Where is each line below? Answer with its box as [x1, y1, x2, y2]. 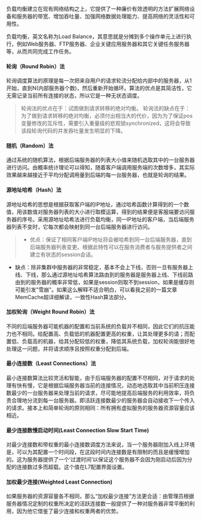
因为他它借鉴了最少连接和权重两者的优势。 [16, 507, 121, 515]
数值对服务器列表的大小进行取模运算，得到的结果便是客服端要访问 [26, 208, 190, 215]
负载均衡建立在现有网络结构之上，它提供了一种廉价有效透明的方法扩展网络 [6, 5, 190, 12]
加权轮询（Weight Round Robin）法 [6, 308, 95, 315]
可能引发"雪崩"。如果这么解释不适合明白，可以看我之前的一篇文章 [14, 286, 178, 293]
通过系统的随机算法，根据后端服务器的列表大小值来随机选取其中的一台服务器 [6, 156, 195, 163]
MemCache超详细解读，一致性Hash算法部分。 [14, 293, 130, 300]
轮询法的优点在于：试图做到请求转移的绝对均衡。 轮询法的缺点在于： [20, 105, 190, 112]
